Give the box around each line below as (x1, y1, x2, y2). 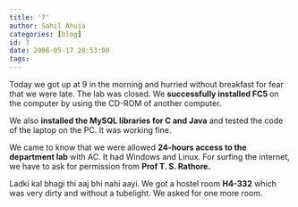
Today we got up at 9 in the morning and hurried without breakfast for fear (9, 79, 284, 89)
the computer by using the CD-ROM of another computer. (9, 98, 222, 108)
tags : (9, 54, 30, 63)
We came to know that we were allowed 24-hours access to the (9, 142, 248, 153)
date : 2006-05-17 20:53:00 (9, 46, 110, 55)
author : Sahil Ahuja (9, 21, 87, 30)
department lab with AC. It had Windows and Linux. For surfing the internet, (9, 152, 291, 161)
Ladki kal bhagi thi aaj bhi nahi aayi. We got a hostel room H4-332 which (9, 178, 277, 188)
